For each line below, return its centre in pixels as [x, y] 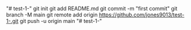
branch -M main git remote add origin [52, 15]
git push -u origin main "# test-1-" [61, 21]
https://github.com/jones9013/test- [142, 15]
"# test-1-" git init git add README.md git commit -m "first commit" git [92, 9]
